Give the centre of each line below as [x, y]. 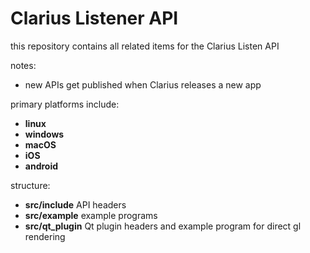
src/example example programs [91, 215]
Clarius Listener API [94, 18]
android [41, 166]
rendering [45, 236]
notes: [23, 65]
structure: [30, 185]
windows [44, 134]
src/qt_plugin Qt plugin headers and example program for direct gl [163, 226]
